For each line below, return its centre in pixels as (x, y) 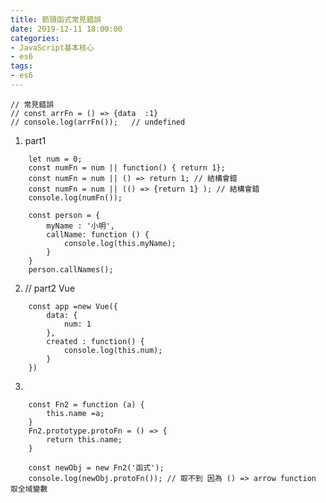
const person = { (64, 215)
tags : (21, 66)
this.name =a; (75, 413)
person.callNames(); (71, 269)
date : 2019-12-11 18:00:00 (66, 29)
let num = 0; (55, 159)
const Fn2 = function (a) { (86, 404)
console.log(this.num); (113, 350)
